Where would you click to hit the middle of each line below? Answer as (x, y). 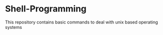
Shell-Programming (46, 9)
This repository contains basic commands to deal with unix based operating (81, 22)
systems (13, 27)
